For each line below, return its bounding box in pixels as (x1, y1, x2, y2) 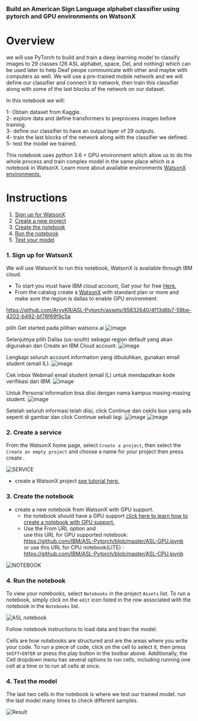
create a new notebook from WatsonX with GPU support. (14, 506, 154, 513)
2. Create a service (6, 429, 62, 437)
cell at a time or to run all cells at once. (6, 662, 101, 669)
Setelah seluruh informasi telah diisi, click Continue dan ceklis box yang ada (6, 407, 191, 414)
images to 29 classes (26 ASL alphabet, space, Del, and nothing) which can (6, 60, 191, 67)
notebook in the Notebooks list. (6, 602, 80, 609)
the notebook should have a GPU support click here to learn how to (23, 512, 189, 519)
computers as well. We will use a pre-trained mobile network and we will (6, 73, 183, 80)
